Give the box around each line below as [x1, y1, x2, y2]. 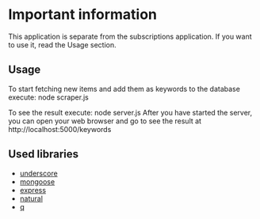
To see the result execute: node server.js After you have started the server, [8, 108, 253, 117]
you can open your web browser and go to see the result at [8, 116, 202, 126]
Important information [8, 6, 157, 24]
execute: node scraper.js [8, 93, 89, 102]
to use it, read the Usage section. [8, 40, 117, 49]
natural [19, 194, 44, 203]
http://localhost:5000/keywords [8, 124, 112, 134]
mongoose [19, 176, 55, 187]
